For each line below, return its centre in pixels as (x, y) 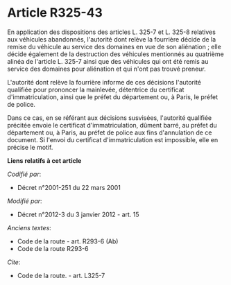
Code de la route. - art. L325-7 (61, 275)
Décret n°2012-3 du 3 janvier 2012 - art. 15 (78, 214)
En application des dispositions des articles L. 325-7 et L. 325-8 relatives (112, 32)
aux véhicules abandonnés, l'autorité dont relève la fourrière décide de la (112, 39)
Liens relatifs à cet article (44, 160)
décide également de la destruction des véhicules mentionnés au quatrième (115, 54)
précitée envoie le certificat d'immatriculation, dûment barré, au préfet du (112, 125)
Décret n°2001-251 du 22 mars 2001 (69, 187)
